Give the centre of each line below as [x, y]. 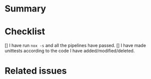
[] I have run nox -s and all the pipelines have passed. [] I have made [75, 45]
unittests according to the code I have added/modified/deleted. [70, 51]
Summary [25, 9]
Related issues [36, 71]
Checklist [25, 32]
